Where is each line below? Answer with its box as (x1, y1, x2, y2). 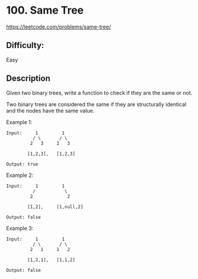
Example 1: (6, 118, 33, 125)
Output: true (6, 161, 39, 167)
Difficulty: (6, 40, 44, 50)
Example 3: (6, 224, 34, 232)
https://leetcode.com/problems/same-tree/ (6, 23, 111, 30)
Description (6, 74, 50, 84)
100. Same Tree (6, 4, 84, 17)
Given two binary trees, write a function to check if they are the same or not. (6, 89, 193, 96)
